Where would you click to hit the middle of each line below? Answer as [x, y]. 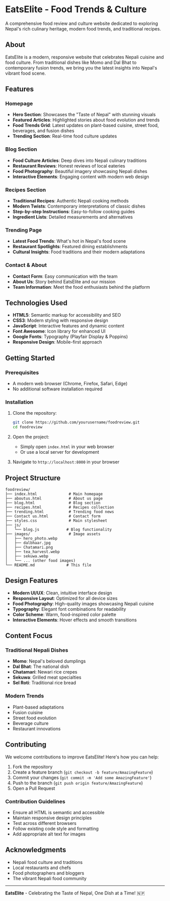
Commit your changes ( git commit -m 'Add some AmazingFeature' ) [82, 777]
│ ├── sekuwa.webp [27, 556]
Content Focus [29, 636]
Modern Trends [25, 696]
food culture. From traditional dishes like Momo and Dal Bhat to [71, 62]
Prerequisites [22, 373]
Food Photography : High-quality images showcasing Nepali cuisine [83, 604]
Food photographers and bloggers [48, 873]
